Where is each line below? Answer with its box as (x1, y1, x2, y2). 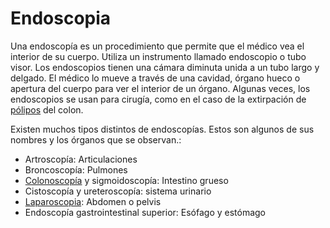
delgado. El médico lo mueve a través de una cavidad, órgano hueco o (10, 72, 301, 84)
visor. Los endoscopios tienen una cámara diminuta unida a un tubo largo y (10, 61, 320, 73)
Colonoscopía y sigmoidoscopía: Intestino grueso (24, 174, 229, 186)
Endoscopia (10, 7, 112, 30)
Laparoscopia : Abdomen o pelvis (24, 195, 162, 207)
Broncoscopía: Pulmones (24, 163, 128, 176)
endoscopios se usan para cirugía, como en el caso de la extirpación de (10, 93, 307, 105)
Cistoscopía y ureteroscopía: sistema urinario (24, 185, 212, 197)
